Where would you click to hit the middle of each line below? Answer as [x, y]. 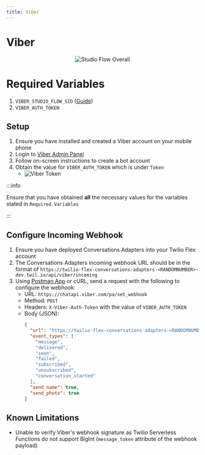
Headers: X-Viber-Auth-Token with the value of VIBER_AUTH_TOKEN [106, 307]
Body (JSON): [42, 314]
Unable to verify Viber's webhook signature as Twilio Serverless [95, 432]
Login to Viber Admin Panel [49, 154]
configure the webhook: [45, 287]
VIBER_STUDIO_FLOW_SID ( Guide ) [54, 101]
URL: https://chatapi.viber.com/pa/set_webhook [86, 294]
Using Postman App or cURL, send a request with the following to [97, 281]
